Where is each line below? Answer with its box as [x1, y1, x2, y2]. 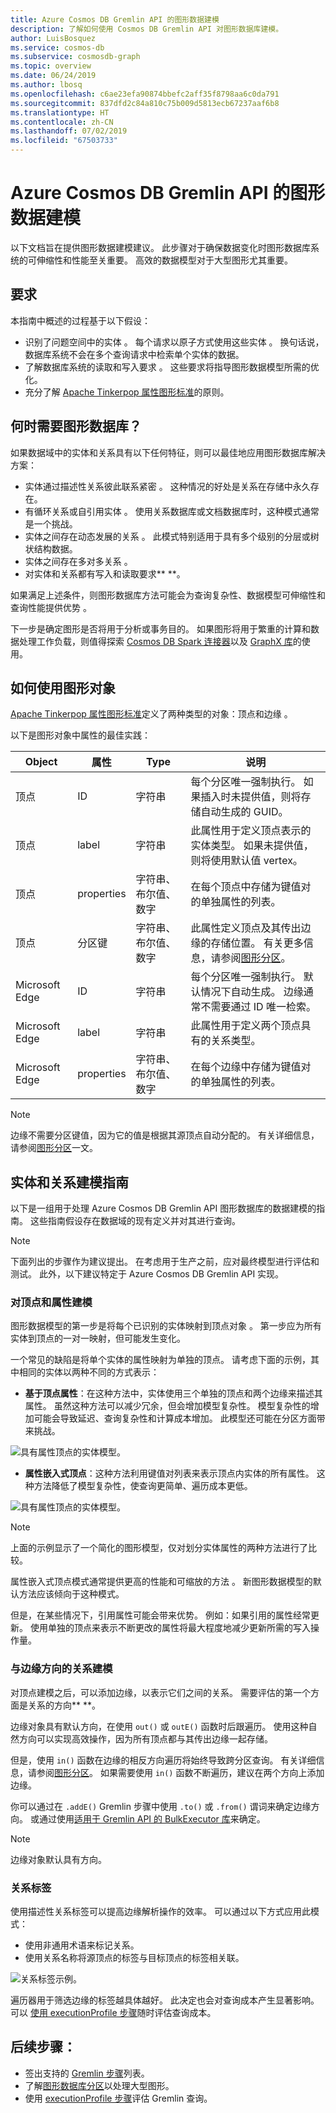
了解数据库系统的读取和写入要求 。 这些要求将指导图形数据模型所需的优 [24, 361, 320, 373]
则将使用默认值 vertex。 [190, 854, 303, 868]
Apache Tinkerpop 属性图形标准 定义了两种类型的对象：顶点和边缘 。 [10, 708, 293, 720]
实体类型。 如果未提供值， [190, 839, 314, 853]
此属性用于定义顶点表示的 [190, 824, 312, 838]
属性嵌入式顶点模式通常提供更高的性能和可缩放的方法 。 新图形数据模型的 [10, 1576, 313, 1588]
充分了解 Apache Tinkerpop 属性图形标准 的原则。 [24, 386, 230, 398]
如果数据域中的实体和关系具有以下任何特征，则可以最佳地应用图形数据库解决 [10, 446, 326, 458]
